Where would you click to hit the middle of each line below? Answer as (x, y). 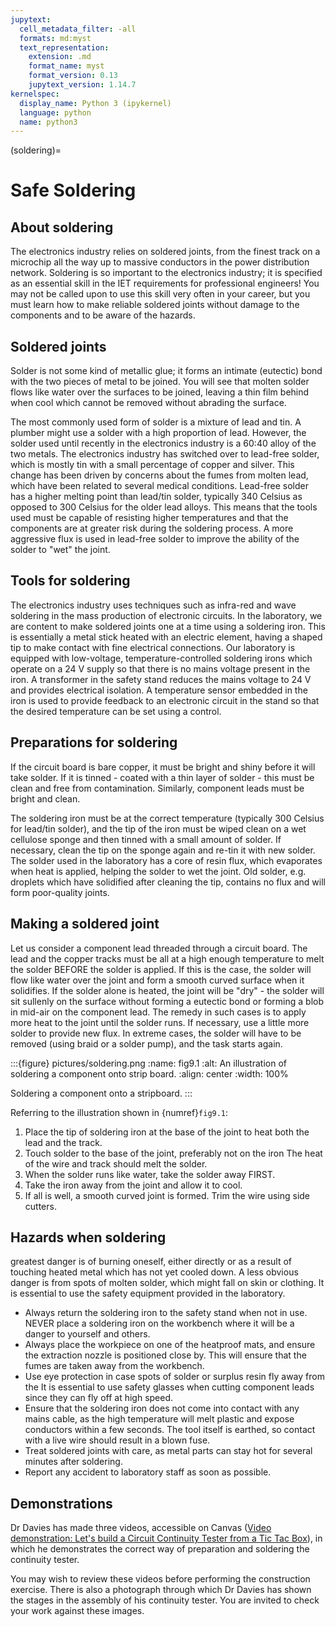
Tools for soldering (70, 581)
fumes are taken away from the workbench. (114, 1366)
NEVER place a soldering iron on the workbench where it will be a (159, 1323)
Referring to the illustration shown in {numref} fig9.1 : (119, 1112)
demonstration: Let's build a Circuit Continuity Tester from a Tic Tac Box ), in (166, 1538)
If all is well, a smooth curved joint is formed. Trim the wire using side (167, 1195)
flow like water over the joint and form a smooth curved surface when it (157, 980)
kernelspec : (35, 94)
